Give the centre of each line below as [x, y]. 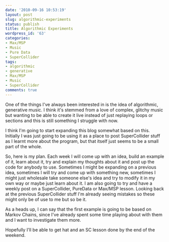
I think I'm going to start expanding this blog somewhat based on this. [78, 130]
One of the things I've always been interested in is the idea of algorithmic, [82, 104]
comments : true [21, 90]
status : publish [22, 24]
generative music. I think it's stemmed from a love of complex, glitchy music [84, 110]
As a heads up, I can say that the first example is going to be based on [78, 209]
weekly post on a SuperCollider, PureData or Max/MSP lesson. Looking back [84, 188]
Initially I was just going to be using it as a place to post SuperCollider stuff [83, 136]
